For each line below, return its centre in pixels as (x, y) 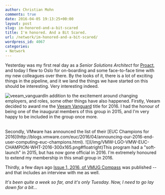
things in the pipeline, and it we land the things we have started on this (77, 81)
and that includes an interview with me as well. (52, 172)
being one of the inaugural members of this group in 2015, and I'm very (77, 111)
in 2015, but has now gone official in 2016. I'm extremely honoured (89, 152)
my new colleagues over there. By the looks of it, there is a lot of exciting (79, 76)
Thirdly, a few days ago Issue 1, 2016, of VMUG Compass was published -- (81, 167)
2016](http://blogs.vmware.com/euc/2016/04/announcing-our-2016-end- (80, 137)
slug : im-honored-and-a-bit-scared (42, 28)
